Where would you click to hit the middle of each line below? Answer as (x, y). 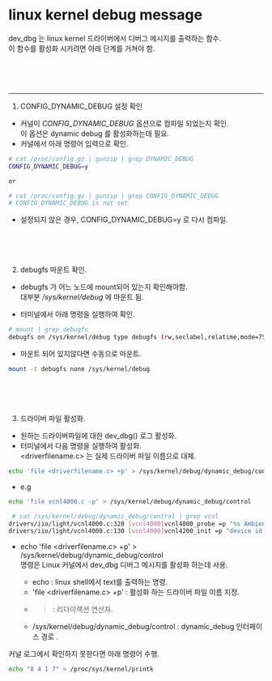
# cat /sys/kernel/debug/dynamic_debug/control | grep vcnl (115, 516)
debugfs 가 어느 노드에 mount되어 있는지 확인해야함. (104, 287)
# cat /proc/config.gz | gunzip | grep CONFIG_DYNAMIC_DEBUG (114, 196)
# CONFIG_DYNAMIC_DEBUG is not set (68, 203)
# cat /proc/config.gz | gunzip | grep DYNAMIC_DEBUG (101, 159)
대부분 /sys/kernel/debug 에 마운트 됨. (82, 297)
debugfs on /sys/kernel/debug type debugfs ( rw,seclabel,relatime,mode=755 (139, 338)
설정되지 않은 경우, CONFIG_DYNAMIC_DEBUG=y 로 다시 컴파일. (124, 219)
